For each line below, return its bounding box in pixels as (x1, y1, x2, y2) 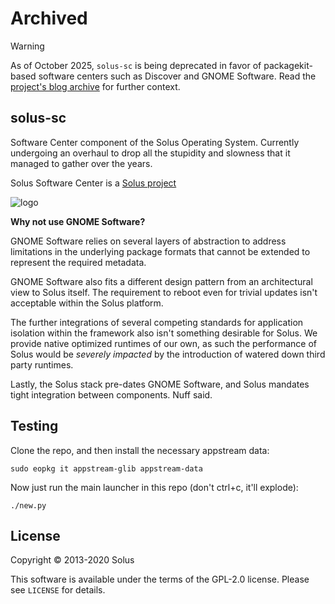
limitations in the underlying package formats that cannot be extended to (10, 245, 311, 257)
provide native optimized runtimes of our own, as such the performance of (10, 337, 318, 349)
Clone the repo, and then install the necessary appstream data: (10, 444, 270, 456)
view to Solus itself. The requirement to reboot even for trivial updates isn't (10, 286, 318, 298)
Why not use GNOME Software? (10, 215, 146, 227)
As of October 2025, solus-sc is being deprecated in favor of (10, 59, 262, 71)
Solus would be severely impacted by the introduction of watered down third (10, 348, 326, 360)
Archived (10, 7, 88, 30)
